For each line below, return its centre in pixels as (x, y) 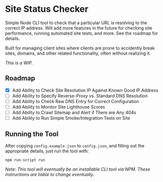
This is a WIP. (19, 63)
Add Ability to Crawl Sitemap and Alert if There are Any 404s (74, 112)
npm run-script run (25, 160)
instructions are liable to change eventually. (50, 174)
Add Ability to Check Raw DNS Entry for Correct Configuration (76, 101)
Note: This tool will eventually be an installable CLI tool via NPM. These (78, 169)
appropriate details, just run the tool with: (47, 151)
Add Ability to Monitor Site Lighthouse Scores (59, 107)
